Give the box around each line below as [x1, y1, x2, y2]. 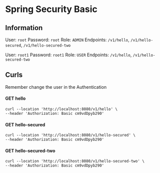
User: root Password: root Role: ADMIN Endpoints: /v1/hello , [5, 37, 129, 43]
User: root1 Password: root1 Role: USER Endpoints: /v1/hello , [5, 52, 132, 58]
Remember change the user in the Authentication [5, 84, 107, 90]
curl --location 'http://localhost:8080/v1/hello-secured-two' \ [5, 159, 144, 164]
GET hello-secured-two [5, 147, 56, 153]
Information [5, 24, 43, 32]
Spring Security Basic [5, 4, 98, 15]
